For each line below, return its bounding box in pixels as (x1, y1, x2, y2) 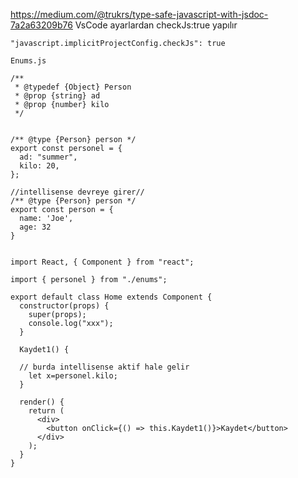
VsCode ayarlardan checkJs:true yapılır (74, 19, 238, 31)
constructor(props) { (19, 301, 110, 311)
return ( (28, 406, 65, 416)
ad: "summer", (19, 152, 78, 162)
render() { (19, 397, 65, 407)
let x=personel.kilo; (28, 371, 118, 381)
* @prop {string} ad (14, 91, 101, 101)
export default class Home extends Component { (10, 292, 213, 302)
